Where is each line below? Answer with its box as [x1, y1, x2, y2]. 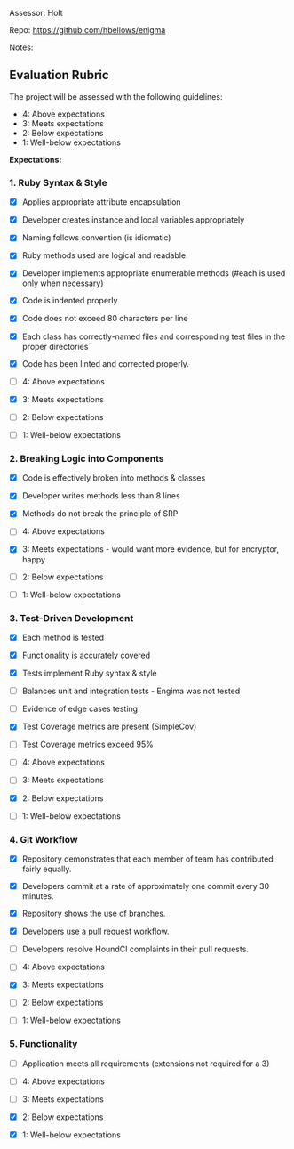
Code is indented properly [21, 295, 118, 306]
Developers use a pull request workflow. [21, 926, 170, 937]
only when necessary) [21, 278, 104, 288]
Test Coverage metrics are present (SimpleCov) [21, 721, 197, 732]
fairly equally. [21, 863, 72, 874]
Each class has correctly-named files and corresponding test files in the [21, 331, 286, 342]
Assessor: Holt [9, 8, 63, 18]
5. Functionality [9, 1038, 78, 1050]
